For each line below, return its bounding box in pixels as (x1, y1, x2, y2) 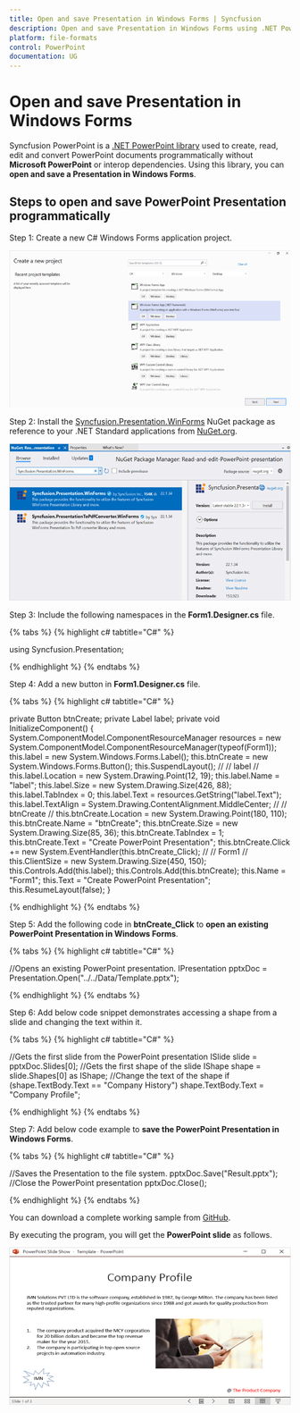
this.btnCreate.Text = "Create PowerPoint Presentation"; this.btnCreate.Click (9, 837, 290, 848)
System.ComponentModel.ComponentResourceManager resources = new (9, 733, 281, 744)
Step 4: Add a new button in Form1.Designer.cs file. (9, 679, 201, 690)
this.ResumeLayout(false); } (9, 885, 112, 896)
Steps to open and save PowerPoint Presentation (9, 195, 287, 210)
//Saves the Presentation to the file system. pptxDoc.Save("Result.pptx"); (9, 1168, 279, 1179)
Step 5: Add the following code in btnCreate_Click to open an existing (9, 919, 270, 929)
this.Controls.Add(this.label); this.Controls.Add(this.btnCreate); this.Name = (9, 865, 287, 876)
